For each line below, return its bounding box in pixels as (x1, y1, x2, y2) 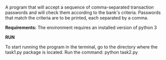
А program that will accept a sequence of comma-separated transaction (5, 4, 154, 10)
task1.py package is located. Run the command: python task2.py (5, 49, 138, 55)
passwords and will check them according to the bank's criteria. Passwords (5, 9, 161, 15)
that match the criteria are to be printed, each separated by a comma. (5, 15, 148, 20)
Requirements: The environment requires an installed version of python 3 (5, 24, 157, 30)
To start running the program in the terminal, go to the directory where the (5, 44, 158, 49)
